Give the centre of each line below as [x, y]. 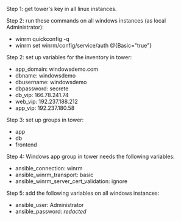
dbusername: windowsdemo [51, 82]
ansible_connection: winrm [49, 168]
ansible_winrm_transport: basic [54, 175]
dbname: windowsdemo [45, 75]
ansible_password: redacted [51, 211]
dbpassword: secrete [42, 89]
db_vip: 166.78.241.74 [42, 95]
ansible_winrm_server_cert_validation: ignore [71, 181]
